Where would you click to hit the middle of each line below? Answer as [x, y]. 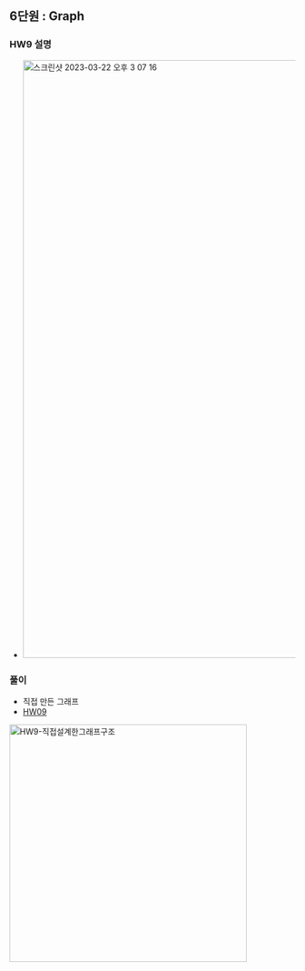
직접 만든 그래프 [50, 701]
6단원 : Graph [47, 16]
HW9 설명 [30, 45]
